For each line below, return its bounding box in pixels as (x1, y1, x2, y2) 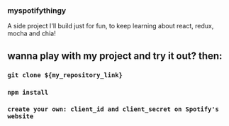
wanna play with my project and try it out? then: (7, 50, 223, 62)
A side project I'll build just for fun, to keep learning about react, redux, (7, 22, 214, 30)
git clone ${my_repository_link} (7, 71, 123, 79)
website (7, 113, 34, 120)
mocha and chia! (7, 29, 56, 38)
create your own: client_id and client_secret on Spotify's (7, 105, 220, 113)
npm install (7, 88, 49, 96)
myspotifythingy (7, 6, 67, 16)
